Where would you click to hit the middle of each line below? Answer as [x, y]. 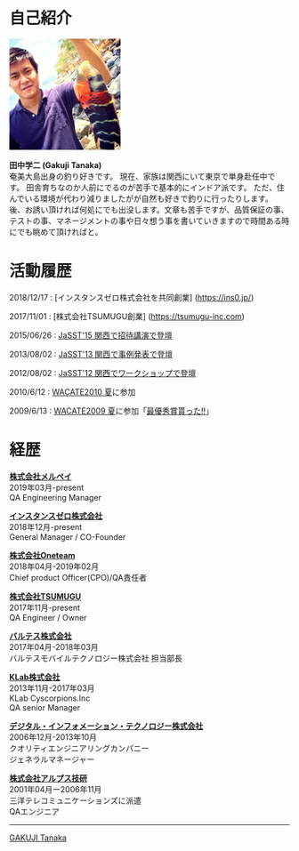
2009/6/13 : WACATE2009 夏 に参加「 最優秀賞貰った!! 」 [111, 411]
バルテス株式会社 [40, 636]
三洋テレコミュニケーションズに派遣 [76, 800]
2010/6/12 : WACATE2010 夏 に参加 [73, 391]
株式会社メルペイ [40, 476]
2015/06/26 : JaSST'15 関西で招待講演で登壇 [91, 335]
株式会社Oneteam [42, 555]
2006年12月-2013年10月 [53, 737]
